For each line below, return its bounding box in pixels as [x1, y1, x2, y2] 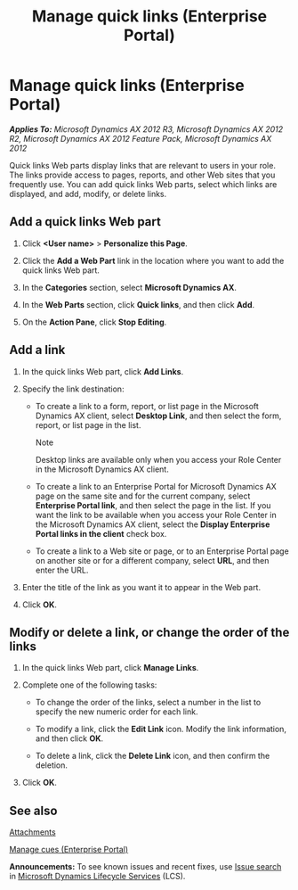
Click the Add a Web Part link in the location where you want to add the [21, 255, 285, 266]
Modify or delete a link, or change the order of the [9, 624, 290, 639]
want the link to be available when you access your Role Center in [35, 509, 278, 520]
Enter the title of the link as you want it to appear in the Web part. [21, 581, 261, 592]
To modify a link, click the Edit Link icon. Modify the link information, [35, 724, 287, 735]
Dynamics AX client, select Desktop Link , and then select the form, [35, 410, 282, 421]
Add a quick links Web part [9, 214, 162, 229]
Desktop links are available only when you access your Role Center [35, 454, 282, 465]
